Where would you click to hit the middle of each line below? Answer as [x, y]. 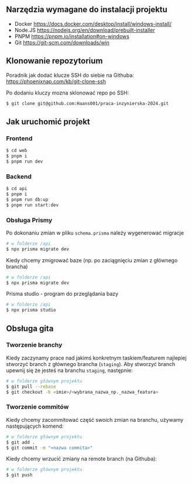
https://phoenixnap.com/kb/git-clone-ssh [56, 81]
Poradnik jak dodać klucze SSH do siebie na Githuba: [70, 75]
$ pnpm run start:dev [32, 205]
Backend [19, 177]
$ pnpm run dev [25, 161]
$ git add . [20, 442]
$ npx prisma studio [31, 310]
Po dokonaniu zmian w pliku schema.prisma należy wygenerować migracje [95, 233]
